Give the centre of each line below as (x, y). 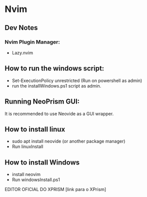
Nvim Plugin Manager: (32, 42)
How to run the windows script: (54, 68)
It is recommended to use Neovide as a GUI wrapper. (59, 113)
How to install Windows (42, 162)
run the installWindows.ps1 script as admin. (56, 85)
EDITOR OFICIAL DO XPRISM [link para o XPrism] (55, 189)
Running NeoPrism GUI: (42, 102)
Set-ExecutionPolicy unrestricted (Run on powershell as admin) (77, 80)
